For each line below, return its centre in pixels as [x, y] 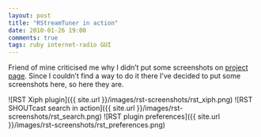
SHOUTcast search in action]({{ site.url [72, 108]
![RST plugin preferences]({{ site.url [161, 116]
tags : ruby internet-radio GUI [60, 45]
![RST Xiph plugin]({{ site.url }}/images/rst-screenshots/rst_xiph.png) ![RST [130, 100]
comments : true [33, 38]
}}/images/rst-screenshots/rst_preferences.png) [87, 125]
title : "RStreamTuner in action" [63, 23]
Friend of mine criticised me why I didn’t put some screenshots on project [128, 67]
